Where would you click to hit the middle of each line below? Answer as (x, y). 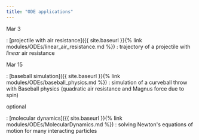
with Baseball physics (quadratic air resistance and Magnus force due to (95, 88)
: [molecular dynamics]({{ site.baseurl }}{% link (64, 118)
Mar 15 (14, 64)
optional (16, 106)
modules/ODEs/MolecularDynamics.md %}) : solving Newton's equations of (99, 124)
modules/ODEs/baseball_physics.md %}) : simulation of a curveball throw (97, 82)
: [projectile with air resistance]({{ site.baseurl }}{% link (74, 40)
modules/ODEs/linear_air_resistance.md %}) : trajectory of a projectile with (98, 46)
